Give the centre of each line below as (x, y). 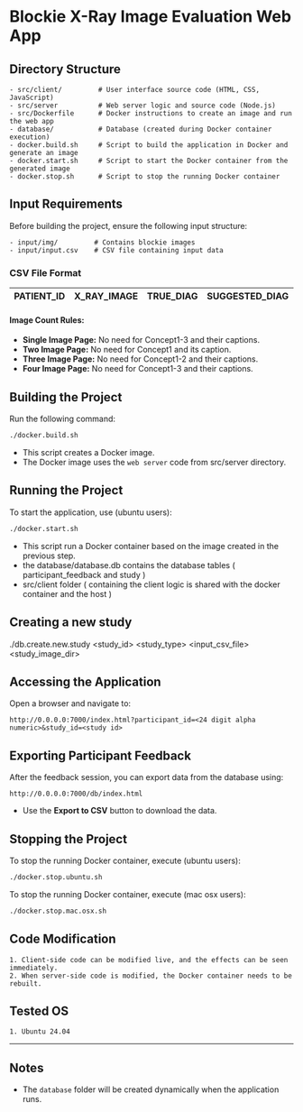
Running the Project (66, 490)
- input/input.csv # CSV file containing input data (116, 250)
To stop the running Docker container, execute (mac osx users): (128, 894)
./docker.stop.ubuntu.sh (56, 877)
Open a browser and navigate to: (70, 703)
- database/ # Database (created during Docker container (141, 129)
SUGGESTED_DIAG (248, 297)
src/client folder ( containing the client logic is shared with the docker (151, 584)
